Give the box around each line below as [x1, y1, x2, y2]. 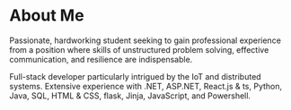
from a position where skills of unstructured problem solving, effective [9, 44, 269, 55]
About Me [9, 5, 84, 26]
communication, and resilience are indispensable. [9, 54, 193, 64]
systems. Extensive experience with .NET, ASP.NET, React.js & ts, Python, [9, 80, 283, 91]
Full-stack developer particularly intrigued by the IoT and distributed [9, 71, 262, 81]
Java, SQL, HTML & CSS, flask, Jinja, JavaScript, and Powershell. [9, 90, 251, 101]
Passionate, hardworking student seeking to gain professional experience [9, 35, 281, 46]
